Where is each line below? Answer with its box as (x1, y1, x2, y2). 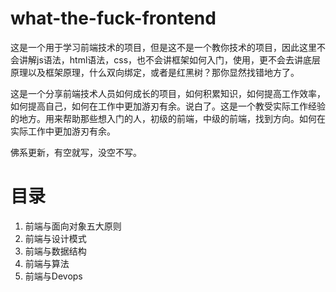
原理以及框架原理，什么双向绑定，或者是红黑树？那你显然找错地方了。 (10, 66, 300, 78)
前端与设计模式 (24, 232, 87, 244)
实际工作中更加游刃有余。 (10, 125, 116, 137)
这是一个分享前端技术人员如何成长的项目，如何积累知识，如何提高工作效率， (10, 87, 326, 99)
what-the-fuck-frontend (10, 7, 217, 30)
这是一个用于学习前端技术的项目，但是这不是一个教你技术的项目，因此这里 (10, 41, 317, 53)
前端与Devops (24, 270, 83, 282)
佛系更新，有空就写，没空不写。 (10, 146, 142, 158)
